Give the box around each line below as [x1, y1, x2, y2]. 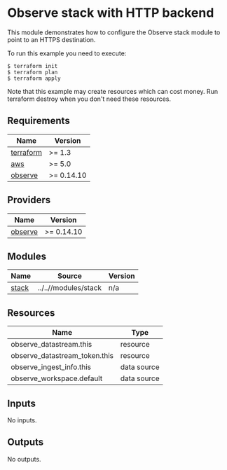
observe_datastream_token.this [11, 351, 114, 361]
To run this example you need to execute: [7, 49, 127, 57]
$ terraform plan [7, 69, 58, 76]
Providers [7, 194, 51, 206]
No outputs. [7, 455, 41, 463]
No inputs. [7, 416, 37, 424]
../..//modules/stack [37, 283, 102, 293]
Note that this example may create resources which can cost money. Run [7, 87, 219, 95]
